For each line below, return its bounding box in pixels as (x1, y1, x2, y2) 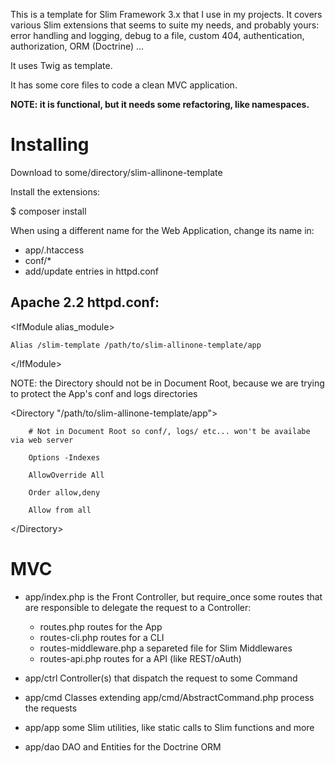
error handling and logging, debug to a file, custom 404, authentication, (10, 30, 305, 41)
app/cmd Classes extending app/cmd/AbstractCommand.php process (24, 691, 315, 703)
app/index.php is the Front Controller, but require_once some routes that (24, 590, 323, 603)
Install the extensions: (10, 185, 101, 198)
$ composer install (10, 205, 87, 217)
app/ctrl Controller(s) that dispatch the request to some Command (24, 672, 298, 684)
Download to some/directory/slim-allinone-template (10, 166, 223, 178)
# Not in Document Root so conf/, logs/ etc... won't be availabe (28, 426, 311, 436)
